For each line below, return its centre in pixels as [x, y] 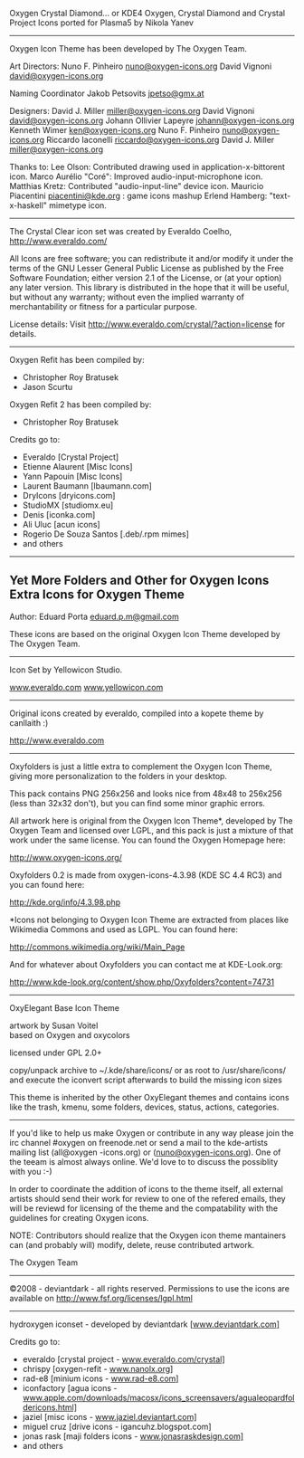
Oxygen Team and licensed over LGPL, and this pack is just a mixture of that [152, 830]
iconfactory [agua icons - [70, 1387]
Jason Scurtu [47, 387]
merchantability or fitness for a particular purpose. [103, 306]
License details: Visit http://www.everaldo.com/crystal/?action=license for [147, 324]
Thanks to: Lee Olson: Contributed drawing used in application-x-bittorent [147, 167]
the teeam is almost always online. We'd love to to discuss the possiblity [144, 1161]
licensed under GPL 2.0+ [56, 1053]
